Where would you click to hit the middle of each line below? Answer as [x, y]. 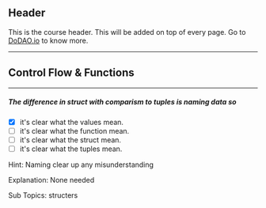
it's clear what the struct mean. [70, 140]
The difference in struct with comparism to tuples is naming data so [122, 102]
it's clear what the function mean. [74, 130]
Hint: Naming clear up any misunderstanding [81, 165]
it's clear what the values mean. [72, 122]
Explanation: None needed [51, 180]
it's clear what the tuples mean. [71, 149]
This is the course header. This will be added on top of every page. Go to [127, 32]
